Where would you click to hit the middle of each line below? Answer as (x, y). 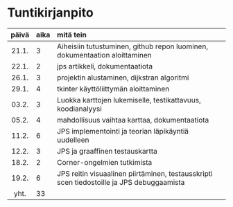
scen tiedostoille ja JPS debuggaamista (121, 182)
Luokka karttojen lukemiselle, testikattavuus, (129, 100)
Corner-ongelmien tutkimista (104, 162)
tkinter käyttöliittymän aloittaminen (113, 89)
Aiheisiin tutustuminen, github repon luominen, (132, 46)
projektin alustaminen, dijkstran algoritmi (123, 78)
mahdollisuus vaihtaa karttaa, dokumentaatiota (133, 120)
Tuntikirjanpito (50, 13)
